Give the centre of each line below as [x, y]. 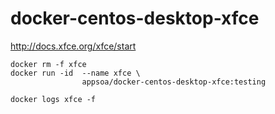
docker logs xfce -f [53, 99]
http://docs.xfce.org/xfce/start [73, 46]
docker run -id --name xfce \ [75, 73]
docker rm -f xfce [48, 64]
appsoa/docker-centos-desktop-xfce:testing [174, 82]
